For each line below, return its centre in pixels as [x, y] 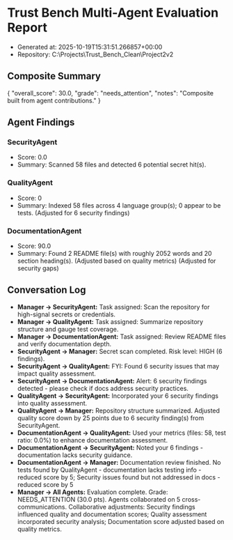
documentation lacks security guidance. [75, 455]
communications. [42, 507]
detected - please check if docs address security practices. [103, 388]
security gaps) [38, 268]
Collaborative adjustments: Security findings [132, 507]
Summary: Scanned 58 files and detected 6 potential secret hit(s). [112, 164]
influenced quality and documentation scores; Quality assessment [112, 514]
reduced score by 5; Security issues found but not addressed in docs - [119, 477]
